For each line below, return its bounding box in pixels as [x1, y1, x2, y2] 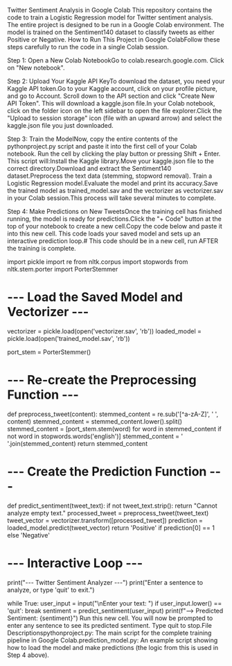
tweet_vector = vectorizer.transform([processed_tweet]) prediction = [7, 516, 203, 524]
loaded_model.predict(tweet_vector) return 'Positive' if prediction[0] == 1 [7, 524, 215, 532]
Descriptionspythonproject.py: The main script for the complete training [7, 628, 212, 637]
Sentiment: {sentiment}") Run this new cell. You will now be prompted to [7, 614, 213, 622]
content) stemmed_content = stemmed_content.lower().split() [7, 417, 182, 426]
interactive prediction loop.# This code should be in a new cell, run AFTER [7, 237, 218, 245]
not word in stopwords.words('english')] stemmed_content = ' [7, 432, 184, 440]
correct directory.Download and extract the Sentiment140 [7, 165, 172, 172]
